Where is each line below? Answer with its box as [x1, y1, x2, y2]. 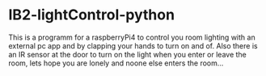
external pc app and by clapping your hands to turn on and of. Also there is [8, 40, 258, 50]
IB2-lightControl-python [8, 6, 175, 24]
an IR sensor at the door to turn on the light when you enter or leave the [8, 49, 247, 59]
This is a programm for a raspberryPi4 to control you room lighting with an [8, 32, 256, 42]
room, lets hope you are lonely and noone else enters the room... [8, 58, 224, 68]
